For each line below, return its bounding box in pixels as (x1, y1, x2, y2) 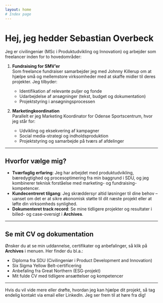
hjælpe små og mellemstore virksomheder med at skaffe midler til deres (12, 74, 156, 79)
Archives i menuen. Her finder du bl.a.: (5, 248, 83, 254)
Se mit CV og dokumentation (5, 230, 94, 238)
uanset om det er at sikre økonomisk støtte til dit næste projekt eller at (12, 196, 152, 202)
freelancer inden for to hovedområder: (5, 54, 81, 60)
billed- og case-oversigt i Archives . (12, 211, 83, 217)
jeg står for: (12, 118, 35, 124)
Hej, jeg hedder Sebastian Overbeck (5, 33, 154, 44)
